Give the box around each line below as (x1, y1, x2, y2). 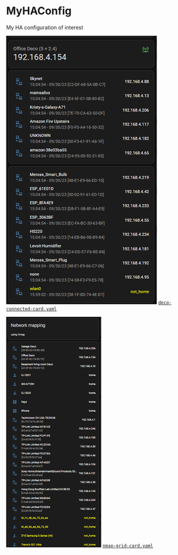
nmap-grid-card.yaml (102, 543, 153, 548)
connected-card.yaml (6, 306, 58, 312)
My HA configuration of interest (6, 24, 84, 31)
